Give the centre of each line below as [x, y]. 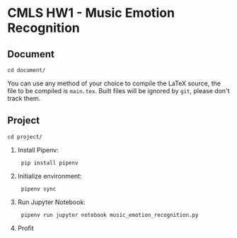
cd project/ [25, 137]
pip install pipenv [50, 163]
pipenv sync [39, 189]
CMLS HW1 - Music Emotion [91, 13]
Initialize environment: [50, 176]
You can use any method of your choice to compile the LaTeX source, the [114, 83]
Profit [25, 228]
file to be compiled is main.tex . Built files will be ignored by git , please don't [118, 91]
